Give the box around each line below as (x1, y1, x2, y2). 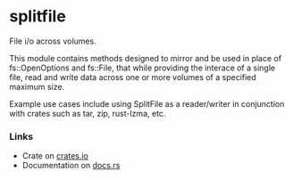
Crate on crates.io (21, 151, 89, 161)
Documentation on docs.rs (21, 160, 121, 171)
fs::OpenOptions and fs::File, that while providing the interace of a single (9, 62, 275, 73)
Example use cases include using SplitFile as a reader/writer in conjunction (9, 98, 285, 109)
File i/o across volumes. (9, 36, 96, 46)
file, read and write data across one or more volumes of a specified (9, 71, 256, 82)
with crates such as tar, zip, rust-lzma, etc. (9, 108, 166, 118)
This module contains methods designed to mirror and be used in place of (9, 53, 282, 63)
